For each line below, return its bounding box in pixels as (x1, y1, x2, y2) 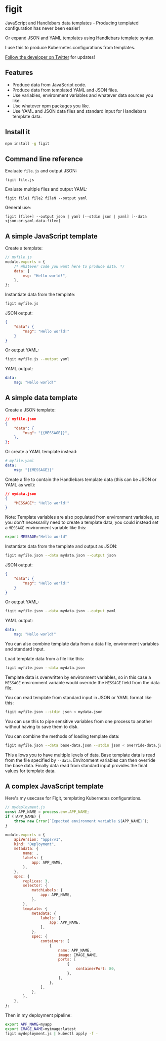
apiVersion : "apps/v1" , (14, 837, 63, 842)
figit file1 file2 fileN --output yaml (5, 196, 87, 201)
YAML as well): (5, 481, 36, 487)
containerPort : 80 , (76, 966, 116, 971)
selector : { (23, 883, 48, 888)
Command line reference (5, 155, 83, 163)
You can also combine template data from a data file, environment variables (5, 641, 159, 646)
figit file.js (5, 177, 35, 182)
